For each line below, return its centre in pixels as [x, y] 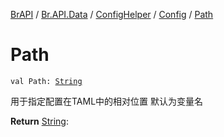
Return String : [39, 121]
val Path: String [46, 81]
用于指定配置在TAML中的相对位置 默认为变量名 [107, 101]
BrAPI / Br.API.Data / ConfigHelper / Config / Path [112, 14]
